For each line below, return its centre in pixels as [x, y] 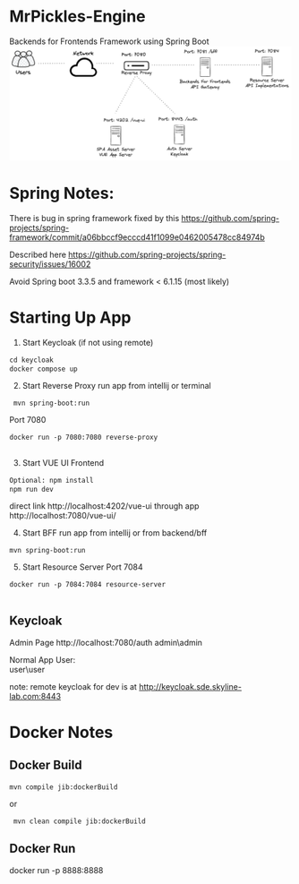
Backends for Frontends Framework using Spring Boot [109, 41]
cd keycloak [31, 360]
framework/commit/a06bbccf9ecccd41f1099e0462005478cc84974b [137, 237]
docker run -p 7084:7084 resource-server [88, 585]
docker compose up [43, 369]
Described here [38, 255]
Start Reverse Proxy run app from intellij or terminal [117, 386]
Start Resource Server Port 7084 [82, 567]
